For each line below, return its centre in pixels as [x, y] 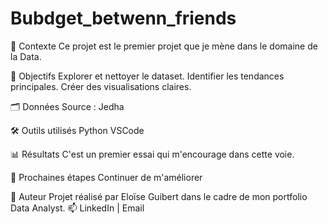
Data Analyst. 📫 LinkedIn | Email [77, 208]
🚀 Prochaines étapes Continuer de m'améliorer [106, 177]
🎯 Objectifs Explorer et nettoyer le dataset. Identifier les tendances [147, 76]
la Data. [26, 56]
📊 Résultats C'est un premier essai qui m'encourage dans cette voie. [152, 154]
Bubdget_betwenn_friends [123, 18]
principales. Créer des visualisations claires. [101, 86]
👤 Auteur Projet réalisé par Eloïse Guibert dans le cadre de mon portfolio [159, 196]
